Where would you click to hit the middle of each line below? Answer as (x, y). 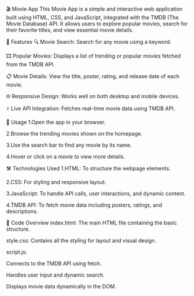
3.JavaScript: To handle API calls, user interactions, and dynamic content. (96, 194)
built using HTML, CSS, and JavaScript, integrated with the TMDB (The (93, 17)
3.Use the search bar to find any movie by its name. (69, 145)
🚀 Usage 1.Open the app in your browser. (56, 122)
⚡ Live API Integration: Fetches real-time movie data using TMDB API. (91, 108)
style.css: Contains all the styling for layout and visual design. (81, 240)
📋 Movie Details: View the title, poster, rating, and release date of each (93, 76)
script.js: (17, 252)
